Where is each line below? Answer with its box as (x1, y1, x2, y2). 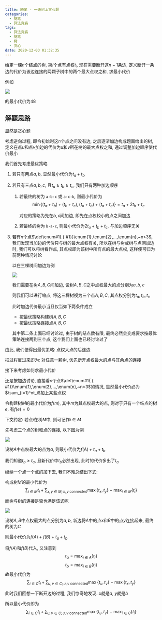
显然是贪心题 (5, 128, 30, 134)
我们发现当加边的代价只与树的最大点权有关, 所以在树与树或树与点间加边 (12, 240, 155, 246)
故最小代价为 (5, 571, 30, 577)
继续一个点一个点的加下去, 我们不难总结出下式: (5, 469, 98, 475)
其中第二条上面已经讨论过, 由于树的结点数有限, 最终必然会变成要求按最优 (12, 330, 157, 336)
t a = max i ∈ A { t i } (65, 553, 98, 560)
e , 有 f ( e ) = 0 (5, 407, 30, 412)
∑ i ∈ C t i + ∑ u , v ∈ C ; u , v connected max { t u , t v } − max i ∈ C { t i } (26, 608, 137, 616)
